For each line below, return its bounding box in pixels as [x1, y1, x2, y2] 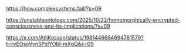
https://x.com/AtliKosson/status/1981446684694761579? [6, 34, 144, 41]
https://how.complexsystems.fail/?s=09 [6, 5, 102, 12]
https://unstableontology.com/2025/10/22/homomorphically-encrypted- [6, 16, 181, 23]
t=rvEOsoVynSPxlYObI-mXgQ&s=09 [6, 41, 94, 47]
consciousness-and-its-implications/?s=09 [6, 23, 110, 29]
